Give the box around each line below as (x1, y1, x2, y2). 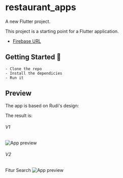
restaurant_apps (5, 2, 76, 13)
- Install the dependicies (5, 71, 63, 76)
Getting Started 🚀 (5, 53, 61, 62)
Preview (5, 89, 32, 98)
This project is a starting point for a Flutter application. (5, 28, 119, 34)
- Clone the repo (5, 66, 42, 71)
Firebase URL (12, 38, 42, 44)
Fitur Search (5, 167, 32, 173)
